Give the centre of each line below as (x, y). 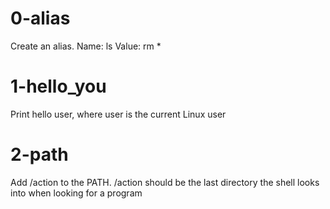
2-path (39, 154)
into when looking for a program (76, 193)
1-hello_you (58, 86)
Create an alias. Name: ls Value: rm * (86, 46)
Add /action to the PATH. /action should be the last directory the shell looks (165, 182)
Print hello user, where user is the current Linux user (118, 114)
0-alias (40, 18)
